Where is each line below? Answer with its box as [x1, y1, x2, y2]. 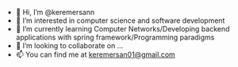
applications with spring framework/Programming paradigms [15, 32, 215, 42]
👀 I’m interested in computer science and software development [15, 16, 225, 25]
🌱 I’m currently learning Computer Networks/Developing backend [15, 24, 230, 33]
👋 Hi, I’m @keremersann [15, 8, 95, 17]
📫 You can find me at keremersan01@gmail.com [15, 50, 176, 59]
